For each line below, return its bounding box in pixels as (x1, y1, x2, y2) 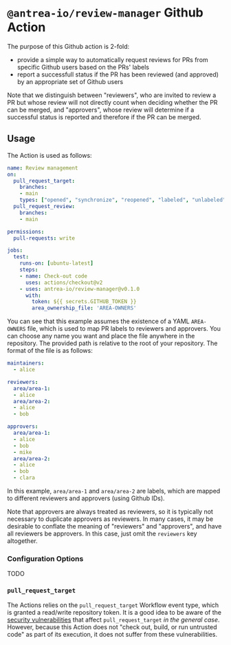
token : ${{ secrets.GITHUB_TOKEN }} (32, 298, 137, 305)
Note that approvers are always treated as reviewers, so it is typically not (7, 508, 213, 515)
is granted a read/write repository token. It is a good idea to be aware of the (7, 608, 222, 616)
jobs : (7, 247, 23, 254)
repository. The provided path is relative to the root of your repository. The (7, 339, 218, 347)
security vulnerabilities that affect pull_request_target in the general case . (7, 615, 220, 624)
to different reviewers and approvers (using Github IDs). (7, 494, 165, 502)
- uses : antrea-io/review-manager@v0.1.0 (19, 285, 140, 292)
